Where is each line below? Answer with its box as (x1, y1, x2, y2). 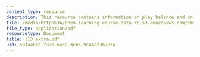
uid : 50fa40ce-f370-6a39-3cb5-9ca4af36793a (6, 42, 116, 48)
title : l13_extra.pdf (6, 36, 60, 42)
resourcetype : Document (6, 31, 65, 37)
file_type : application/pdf (6, 25, 76, 31)
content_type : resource (6, 8, 65, 15)
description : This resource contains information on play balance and (6, 14, 185, 20)
